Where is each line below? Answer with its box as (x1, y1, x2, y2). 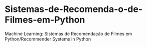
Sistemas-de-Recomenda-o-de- (5, 3, 143, 15)
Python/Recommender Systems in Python (5, 36, 91, 42)
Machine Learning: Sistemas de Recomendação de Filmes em (5, 30, 132, 36)
